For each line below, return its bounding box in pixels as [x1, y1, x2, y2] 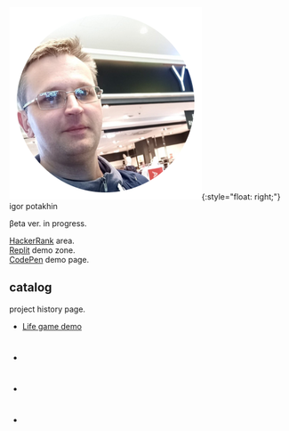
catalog [9, 280, 52, 296]
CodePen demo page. [9, 255, 90, 264]
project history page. [9, 304, 86, 314]
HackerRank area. [9, 235, 76, 246]
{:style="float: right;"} [201, 191, 281, 202]
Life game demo [21, 321, 83, 331]
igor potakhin [9, 201, 58, 211]
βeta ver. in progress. [9, 218, 87, 229]
